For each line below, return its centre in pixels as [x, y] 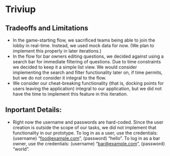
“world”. [21, 149]
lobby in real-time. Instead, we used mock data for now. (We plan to [83, 46]
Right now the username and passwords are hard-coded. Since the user [88, 122]
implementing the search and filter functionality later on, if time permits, [88, 72]
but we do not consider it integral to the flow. [59, 78]
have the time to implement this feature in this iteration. [70, 94]
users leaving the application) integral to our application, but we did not [87, 89]
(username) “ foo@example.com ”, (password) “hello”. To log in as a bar [86, 138]
